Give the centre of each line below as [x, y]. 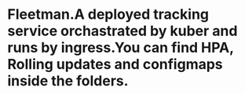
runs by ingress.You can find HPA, [121, 48]
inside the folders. [68, 81]
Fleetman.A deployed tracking [108, 14]
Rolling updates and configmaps [115, 65]
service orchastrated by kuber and [122, 31]
